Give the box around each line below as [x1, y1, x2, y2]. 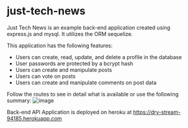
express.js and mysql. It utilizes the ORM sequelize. [7, 30, 133, 37]
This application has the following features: [7, 42, 113, 49]
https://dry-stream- [132, 108, 181, 115]
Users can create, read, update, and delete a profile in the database [15, 53, 182, 60]
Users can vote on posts [15, 72, 76, 80]
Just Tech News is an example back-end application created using [7, 24, 171, 31]
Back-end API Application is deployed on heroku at [7, 108, 132, 115]
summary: [7, 97, 32, 104]
